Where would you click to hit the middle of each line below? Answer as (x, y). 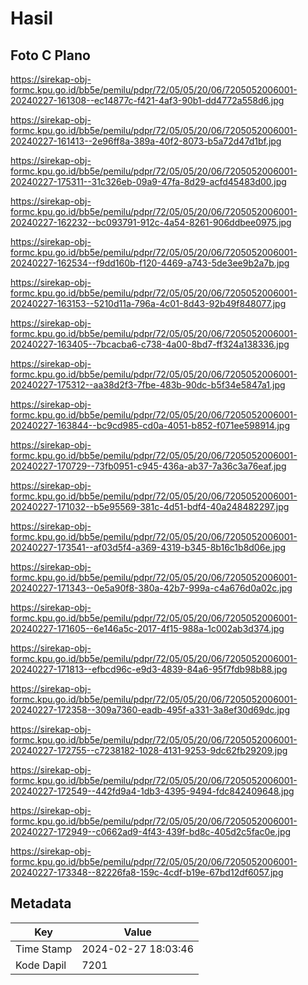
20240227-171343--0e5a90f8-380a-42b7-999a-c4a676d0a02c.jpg (151, 588)
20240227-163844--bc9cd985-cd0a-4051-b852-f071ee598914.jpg (150, 425)
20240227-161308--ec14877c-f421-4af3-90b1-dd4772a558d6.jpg (147, 100)
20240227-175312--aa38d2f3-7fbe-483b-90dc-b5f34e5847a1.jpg (148, 385)
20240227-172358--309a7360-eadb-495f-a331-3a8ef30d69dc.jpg (150, 710)
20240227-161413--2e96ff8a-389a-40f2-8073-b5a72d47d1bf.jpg (146, 141)
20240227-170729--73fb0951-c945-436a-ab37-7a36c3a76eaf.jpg (148, 466)
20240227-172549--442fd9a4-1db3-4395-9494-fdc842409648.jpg (152, 791)
